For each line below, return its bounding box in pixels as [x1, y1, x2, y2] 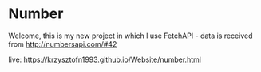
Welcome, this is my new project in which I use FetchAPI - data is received [8, 31, 253, 40]
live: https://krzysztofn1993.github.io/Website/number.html [8, 55, 202, 64]
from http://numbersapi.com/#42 [8, 39, 117, 48]
